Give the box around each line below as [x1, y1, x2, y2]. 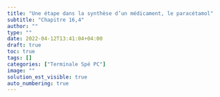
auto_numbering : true [7, 80, 69, 87]
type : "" [7, 29, 32, 36]
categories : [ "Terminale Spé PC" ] [7, 61, 107, 68]
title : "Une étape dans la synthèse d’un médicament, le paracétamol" [7, 10, 214, 17]
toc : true [7, 48, 36, 55]
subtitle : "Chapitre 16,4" [7, 16, 85, 23]
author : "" [7, 23, 38, 29]
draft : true [7, 42, 41, 48]
